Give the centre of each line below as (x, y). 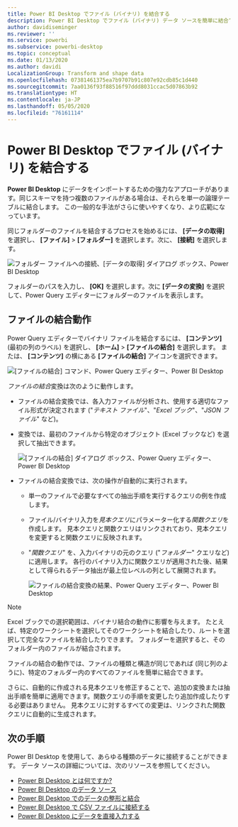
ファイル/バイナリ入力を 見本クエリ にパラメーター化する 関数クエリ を (128, 520)
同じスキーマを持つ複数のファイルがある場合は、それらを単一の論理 (118, 198)
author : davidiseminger (42, 27)
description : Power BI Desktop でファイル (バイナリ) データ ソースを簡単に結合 (118, 21)
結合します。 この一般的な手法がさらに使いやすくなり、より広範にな (125, 207)
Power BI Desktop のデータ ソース (67, 789)
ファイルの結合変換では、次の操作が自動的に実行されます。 (104, 481)
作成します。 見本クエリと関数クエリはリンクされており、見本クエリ (128, 528)
